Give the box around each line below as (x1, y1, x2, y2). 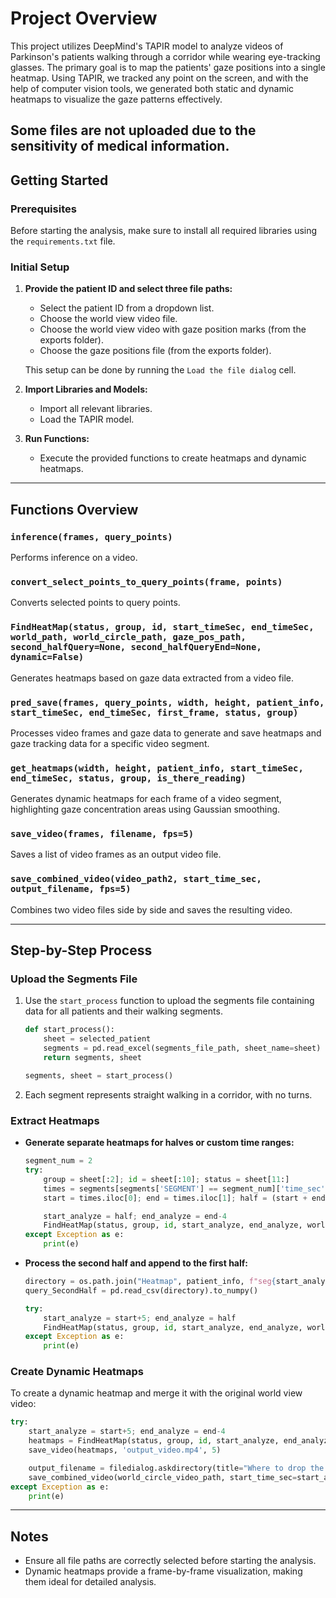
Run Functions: (24, 433, 90, 445)
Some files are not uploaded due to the (10, 122, 257, 139)
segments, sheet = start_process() (24, 1070, 174, 1081)
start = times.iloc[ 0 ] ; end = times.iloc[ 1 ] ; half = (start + (43, 1193, 308, 1203)
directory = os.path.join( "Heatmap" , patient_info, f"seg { (24, 1277, 277, 1287)
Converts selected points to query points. (10, 597, 181, 609)
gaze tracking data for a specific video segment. (10, 737, 210, 749)
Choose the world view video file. (39, 313, 178, 325)
